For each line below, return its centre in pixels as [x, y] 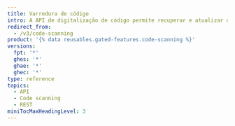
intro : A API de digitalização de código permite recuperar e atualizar [115, 20]
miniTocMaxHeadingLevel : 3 [47, 111]
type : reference [31, 79]
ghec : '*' [28, 72]
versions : [22, 46]
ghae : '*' [28, 66]
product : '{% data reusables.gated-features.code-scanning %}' [101, 40]
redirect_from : [29, 27]
